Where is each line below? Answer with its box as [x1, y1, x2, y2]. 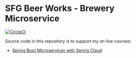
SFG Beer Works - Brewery [5, 3, 115, 14]
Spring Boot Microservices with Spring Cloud [12, 47, 103, 53]
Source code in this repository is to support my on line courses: [5, 38, 132, 44]
